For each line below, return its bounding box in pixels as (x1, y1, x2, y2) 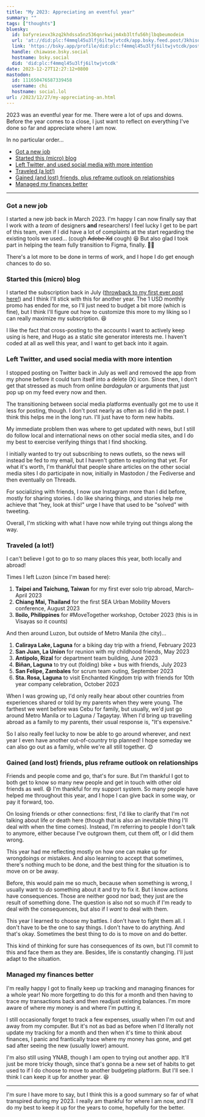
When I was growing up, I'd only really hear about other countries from (6, 692, 184, 700)
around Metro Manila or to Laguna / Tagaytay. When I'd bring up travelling (6, 711, 192, 719)
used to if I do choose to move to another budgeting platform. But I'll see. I (6, 1066, 193, 1074)
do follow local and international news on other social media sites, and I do (6, 431, 194, 439)
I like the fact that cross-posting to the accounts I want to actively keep (6, 327, 185, 334)
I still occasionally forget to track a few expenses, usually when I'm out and (6, 1015, 195, 1023)
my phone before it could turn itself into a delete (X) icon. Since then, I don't (6, 375, 197, 383)
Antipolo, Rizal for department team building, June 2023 (15, 654, 159, 662)
